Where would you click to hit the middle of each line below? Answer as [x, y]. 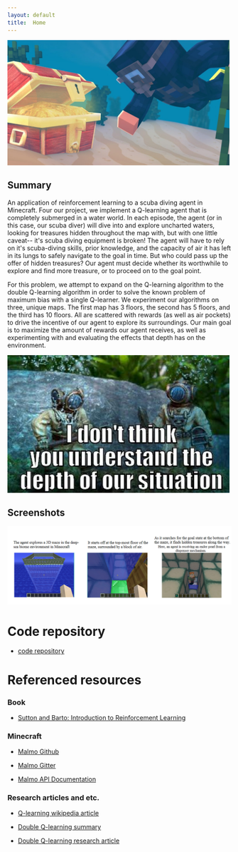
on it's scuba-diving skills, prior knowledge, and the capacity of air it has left [119, 248]
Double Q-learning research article [69, 841]
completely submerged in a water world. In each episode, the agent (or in [115, 217]
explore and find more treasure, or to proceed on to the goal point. [104, 270]
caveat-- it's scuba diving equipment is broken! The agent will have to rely [116, 240]
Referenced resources [75, 680]
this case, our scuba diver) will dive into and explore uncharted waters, [111, 225]
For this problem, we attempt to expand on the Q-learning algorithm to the [115, 284]
